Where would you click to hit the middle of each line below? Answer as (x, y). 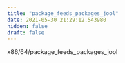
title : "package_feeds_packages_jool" (63, 13)
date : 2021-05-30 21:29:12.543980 (57, 20)
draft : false (26, 33)
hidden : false (28, 26)
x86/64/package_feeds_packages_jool (62, 52)
